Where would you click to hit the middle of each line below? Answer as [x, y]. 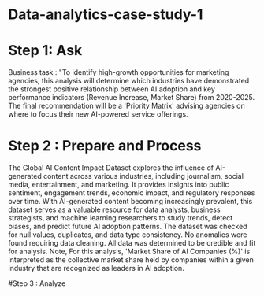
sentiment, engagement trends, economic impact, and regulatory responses [132, 193]
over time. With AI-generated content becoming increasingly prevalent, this [130, 202]
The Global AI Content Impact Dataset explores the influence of [111, 168]
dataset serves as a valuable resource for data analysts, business [114, 209]
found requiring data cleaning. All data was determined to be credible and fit [132, 243]
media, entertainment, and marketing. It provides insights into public [119, 185]
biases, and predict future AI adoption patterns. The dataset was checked [128, 227]
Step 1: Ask [45, 51]
